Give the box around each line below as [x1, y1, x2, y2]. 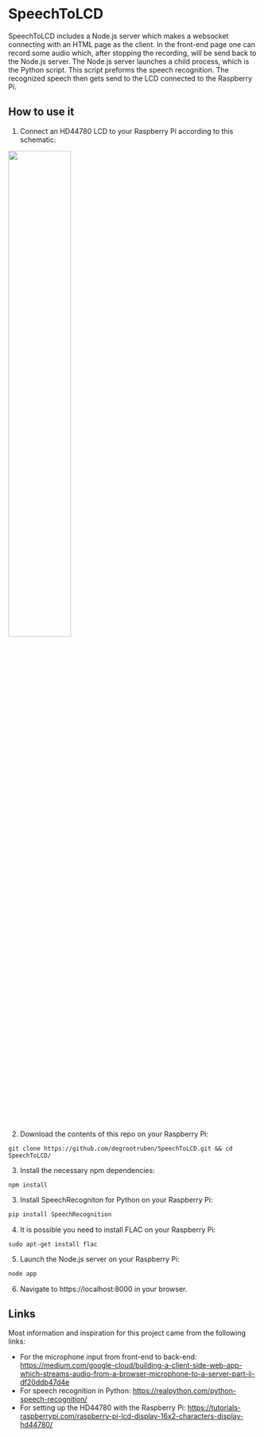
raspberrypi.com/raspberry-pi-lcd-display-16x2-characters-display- [19, 1411, 244, 1421]
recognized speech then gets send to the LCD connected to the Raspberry [8, 73, 253, 83]
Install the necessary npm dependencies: [19, 1165, 155, 1175]
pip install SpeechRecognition [8, 1210, 112, 1218]
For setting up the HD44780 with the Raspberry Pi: [19, 1403, 186, 1412]
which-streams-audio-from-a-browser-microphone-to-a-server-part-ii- [19, 1369, 256, 1379]
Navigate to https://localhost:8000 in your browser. [19, 1284, 188, 1293]
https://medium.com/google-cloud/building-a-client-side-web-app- [19, 1360, 243, 1370]
